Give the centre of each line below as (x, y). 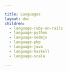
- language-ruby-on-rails (36, 28)
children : (15, 23)
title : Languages (23, 14)
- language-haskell (29, 51)
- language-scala (27, 56)
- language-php (25, 42)
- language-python (28, 33)
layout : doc (17, 19)
